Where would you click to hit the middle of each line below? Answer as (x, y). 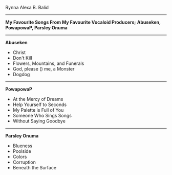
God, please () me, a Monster (44, 69)
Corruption (24, 162)
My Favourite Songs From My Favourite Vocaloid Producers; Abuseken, (83, 22)
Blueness (23, 146)
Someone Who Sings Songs (42, 116)
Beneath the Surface (35, 168)
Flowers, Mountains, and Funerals (48, 63)
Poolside (22, 151)
